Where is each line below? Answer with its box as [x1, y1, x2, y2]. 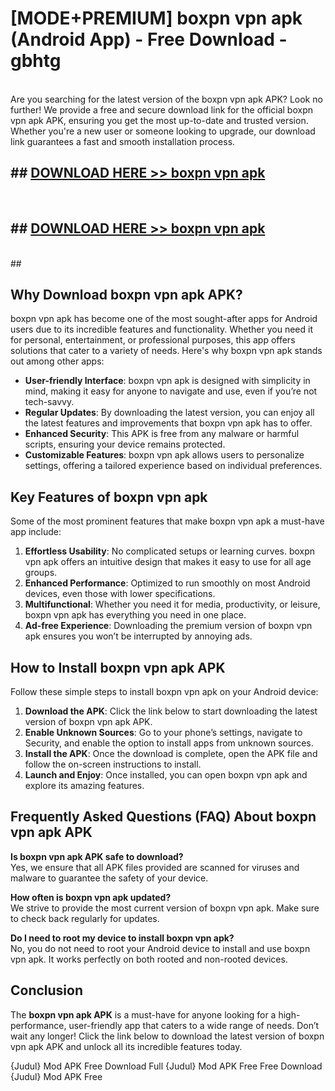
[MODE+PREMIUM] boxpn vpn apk [10, 7, 303, 30]
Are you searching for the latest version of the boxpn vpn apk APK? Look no [10, 93, 323, 105]
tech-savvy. [24, 396, 75, 408]
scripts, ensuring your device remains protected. [24, 438, 226, 451]
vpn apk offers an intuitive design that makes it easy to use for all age [24, 556, 312, 568]
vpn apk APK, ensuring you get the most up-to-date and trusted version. [10, 114, 309, 126]
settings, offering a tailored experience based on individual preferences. [24, 460, 323, 472]
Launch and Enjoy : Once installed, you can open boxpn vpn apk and [24, 769, 308, 781]
